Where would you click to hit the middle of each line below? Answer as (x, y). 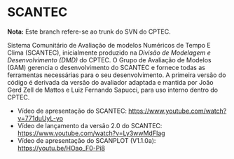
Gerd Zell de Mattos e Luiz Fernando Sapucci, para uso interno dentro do (113, 90)
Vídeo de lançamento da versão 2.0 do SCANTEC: (90, 125)
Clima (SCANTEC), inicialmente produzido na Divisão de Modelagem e (109, 53)
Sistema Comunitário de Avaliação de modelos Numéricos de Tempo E (109, 45)
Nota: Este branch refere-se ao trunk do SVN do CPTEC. (89, 32)
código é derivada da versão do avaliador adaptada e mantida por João (110, 82)
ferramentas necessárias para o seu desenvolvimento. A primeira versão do (117, 75)
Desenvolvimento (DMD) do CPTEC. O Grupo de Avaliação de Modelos (109, 60)
